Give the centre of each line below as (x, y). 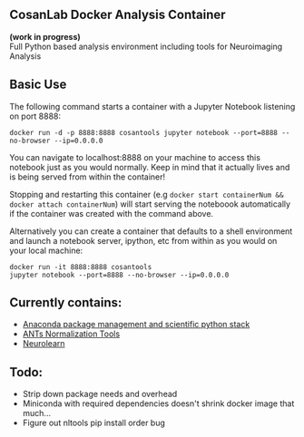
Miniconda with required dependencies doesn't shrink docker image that (158, 403)
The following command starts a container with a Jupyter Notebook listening (152, 106)
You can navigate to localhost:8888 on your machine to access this (135, 157)
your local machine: (46, 250)
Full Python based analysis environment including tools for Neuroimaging (146, 46)
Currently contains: (66, 303)
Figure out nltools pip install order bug (94, 423)
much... (37, 413)
